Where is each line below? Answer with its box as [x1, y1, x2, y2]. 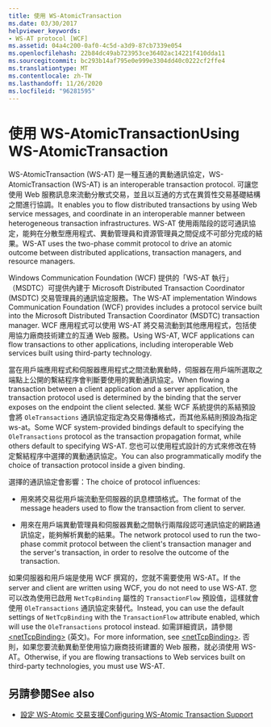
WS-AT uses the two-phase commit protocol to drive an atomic [23, 239, 232, 249]
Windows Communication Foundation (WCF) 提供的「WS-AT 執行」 [8, 273, 233, 283]
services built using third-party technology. [8, 348, 152, 358]
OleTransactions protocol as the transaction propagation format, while [8, 431, 242, 441]
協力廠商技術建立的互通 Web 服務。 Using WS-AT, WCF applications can [15, 330, 255, 340]
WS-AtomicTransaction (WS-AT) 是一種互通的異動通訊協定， [8, 170, 210, 179]
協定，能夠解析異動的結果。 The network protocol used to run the [27, 530, 244, 540]
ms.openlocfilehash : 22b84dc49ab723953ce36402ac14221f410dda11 [8, 49, 226, 57]
